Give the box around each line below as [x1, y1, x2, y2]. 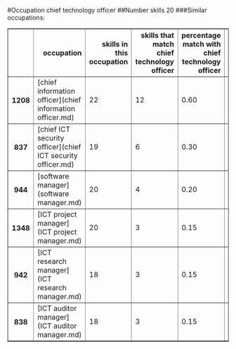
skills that [140, 31, 174, 40]
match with [182, 39, 221, 48]
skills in [101, 39, 129, 48]
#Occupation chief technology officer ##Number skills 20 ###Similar [7, 6, 207, 14]
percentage [181, 31, 221, 40]
